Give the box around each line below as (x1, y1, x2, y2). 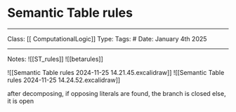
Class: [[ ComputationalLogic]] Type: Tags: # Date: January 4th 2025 (7, 34, 207, 43)
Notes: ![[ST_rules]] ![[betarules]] (7, 55, 103, 63)
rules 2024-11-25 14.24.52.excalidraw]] (7, 76, 121, 84)
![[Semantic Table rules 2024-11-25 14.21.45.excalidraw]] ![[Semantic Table (7, 68, 225, 76)
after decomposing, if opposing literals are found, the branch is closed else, (7, 89, 226, 97)
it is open (7, 97, 34, 105)
